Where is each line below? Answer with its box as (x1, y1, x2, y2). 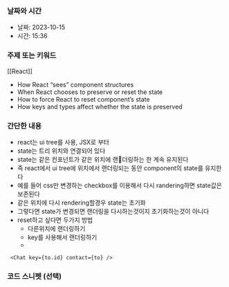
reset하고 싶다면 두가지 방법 (17, 216, 93, 224)
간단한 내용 (7, 121, 42, 131)
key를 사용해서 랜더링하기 (27, 233, 98, 241)
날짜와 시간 (7, 6, 42, 15)
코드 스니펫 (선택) (7, 271, 62, 281)
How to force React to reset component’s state (17, 95, 150, 103)
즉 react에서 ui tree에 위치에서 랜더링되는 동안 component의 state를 (17, 164, 204, 172)
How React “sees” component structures (17, 80, 134, 89)
